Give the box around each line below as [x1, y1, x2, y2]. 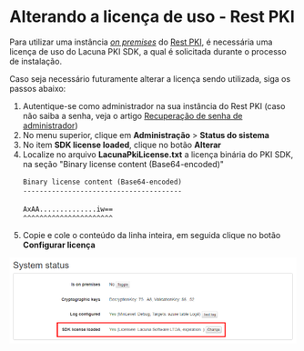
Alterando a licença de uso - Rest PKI [9, 6, 296, 27]
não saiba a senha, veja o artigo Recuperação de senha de [22, 110, 243, 121]
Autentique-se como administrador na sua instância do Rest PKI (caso [22, 100, 286, 111]
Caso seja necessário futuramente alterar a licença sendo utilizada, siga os [9, 73, 291, 84]
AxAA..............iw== [22, 205, 114, 214]
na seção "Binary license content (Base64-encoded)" [22, 158, 225, 169]
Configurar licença [22, 239, 96, 250]
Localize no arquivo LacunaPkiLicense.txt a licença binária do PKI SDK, [22, 148, 294, 160]
